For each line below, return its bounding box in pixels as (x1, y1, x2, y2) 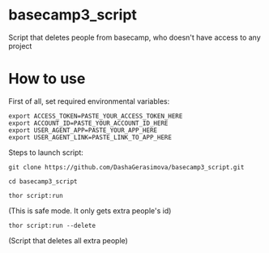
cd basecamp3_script (8, 177, 79, 186)
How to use (8, 70, 86, 88)
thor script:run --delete (8, 221, 96, 229)
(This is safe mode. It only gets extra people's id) (8, 205, 172, 216)
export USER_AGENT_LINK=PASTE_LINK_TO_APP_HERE (8, 133, 173, 141)
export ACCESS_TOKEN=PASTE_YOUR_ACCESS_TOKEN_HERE (8, 112, 183, 120)
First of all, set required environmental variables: (8, 96, 170, 106)
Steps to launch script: (8, 148, 83, 157)
